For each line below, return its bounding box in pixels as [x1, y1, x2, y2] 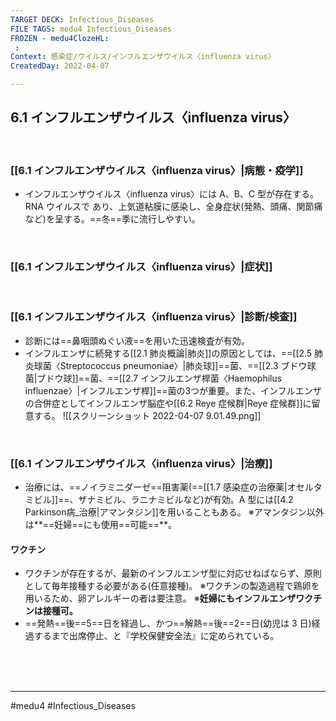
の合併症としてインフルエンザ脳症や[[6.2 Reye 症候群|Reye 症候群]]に [24, 397, 312, 409]
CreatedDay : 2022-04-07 [10, 61, 110, 71]
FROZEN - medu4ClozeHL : [10, 33, 110, 43]
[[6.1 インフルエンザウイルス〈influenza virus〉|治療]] [10, 456, 273, 470]
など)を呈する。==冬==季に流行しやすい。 [24, 213, 201, 225]
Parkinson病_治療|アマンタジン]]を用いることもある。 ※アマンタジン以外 [24, 506, 325, 518]
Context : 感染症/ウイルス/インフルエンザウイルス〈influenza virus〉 [10, 52, 276, 62]
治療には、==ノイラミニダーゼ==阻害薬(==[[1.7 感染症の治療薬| [24, 481, 288, 493]
